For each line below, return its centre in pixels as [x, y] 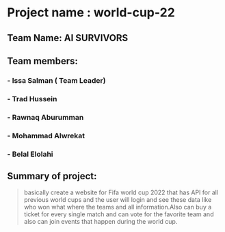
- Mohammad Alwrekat [46, 136]
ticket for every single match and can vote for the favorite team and [119, 214]
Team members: [43, 61]
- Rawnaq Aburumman [45, 117]
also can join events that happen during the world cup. [101, 222]
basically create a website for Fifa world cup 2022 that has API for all [121, 192]
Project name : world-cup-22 [91, 13]
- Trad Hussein [32, 99]
